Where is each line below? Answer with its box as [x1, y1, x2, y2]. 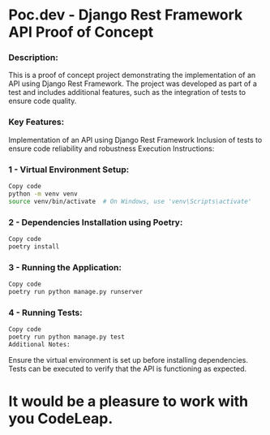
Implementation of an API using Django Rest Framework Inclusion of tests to [8, 135, 263, 144]
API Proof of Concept [8, 23, 154, 41]
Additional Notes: [8, 340, 71, 348]
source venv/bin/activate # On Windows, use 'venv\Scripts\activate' [8, 197, 252, 205]
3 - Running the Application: [8, 261, 122, 273]
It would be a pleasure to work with [8, 392, 249, 411]
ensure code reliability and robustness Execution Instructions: [8, 144, 215, 153]
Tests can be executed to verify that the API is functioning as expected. [8, 364, 247, 373]
